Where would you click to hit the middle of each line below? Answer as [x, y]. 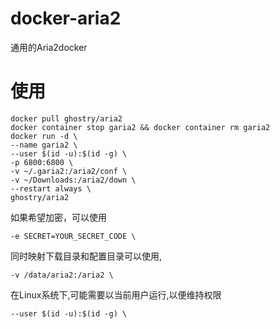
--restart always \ [51, 188]
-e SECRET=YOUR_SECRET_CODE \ [73, 236]
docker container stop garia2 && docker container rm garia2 [140, 127]
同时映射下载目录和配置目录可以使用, [86, 256]
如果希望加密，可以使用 [58, 217]
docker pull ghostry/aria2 [66, 118]
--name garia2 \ [44, 145]
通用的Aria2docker [49, 47]
